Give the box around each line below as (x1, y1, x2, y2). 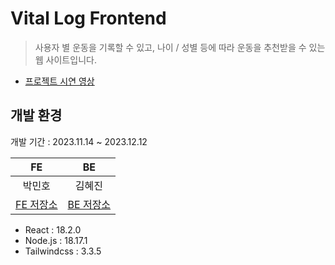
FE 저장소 (15, 197, 58, 211)
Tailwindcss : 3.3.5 (24, 245, 102, 257)
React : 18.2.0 (24, 223, 82, 236)
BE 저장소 (67, 197, 112, 211)
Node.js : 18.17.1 (24, 234, 88, 246)
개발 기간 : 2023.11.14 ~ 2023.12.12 (10, 135, 148, 147)
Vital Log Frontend (10, 7, 167, 30)
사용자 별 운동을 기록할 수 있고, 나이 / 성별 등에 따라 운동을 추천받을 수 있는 (34, 41, 326, 53)
